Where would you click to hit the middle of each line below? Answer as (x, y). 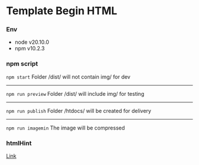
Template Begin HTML (62, 11)
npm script (22, 64)
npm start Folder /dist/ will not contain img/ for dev (68, 77)
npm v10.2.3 (30, 48)
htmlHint (19, 143)
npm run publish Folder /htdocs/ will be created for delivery (79, 111)
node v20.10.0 (32, 42)
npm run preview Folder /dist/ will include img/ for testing (75, 93)
